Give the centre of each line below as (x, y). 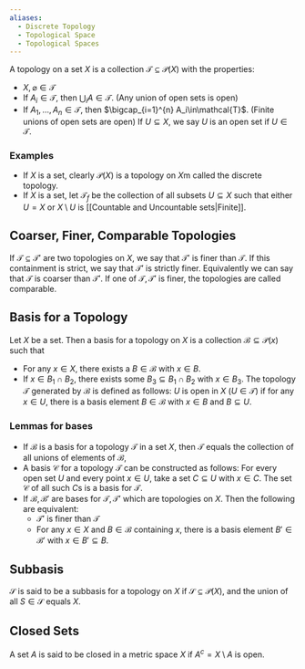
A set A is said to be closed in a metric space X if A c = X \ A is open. (137, 653)
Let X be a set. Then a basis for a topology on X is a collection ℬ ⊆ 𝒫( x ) (144, 340)
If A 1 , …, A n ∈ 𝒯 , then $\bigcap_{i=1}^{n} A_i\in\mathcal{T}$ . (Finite (148, 110)
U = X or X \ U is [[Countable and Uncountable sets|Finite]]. (134, 207)
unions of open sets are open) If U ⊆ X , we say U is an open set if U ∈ (155, 121)
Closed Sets (45, 631)
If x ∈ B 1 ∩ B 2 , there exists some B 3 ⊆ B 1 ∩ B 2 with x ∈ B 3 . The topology (159, 380)
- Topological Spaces (59, 43)
